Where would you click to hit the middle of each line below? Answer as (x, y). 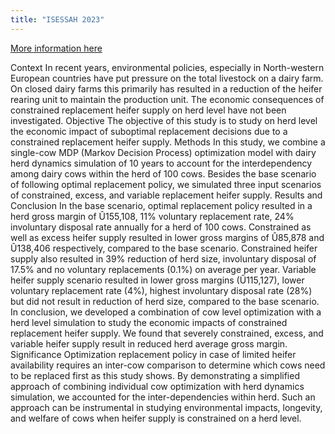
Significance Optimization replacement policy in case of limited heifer (153, 354)
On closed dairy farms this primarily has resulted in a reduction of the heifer (166, 88)
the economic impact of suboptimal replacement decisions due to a (149, 131)
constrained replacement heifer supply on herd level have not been (148, 110)
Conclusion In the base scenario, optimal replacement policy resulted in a (161, 205)
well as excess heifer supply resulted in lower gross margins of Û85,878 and (167, 237)
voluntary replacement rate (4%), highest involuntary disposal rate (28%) (161, 290)
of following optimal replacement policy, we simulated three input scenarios (166, 184)
